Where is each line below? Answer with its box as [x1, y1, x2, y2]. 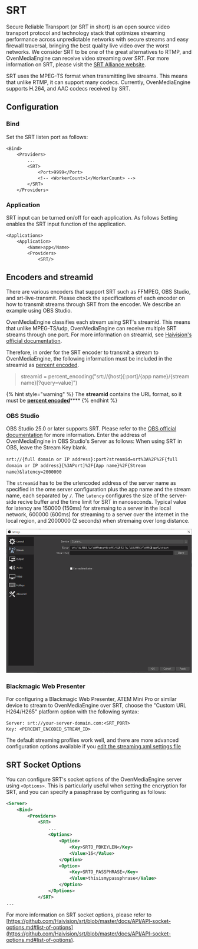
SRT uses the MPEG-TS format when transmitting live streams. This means [6, 72, 188, 79]
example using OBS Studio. [6, 307, 72, 314]
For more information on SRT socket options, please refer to [6, 911, 152, 918]
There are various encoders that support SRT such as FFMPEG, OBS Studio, [6, 288, 191, 295]
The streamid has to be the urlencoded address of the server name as [6, 480, 176, 487]
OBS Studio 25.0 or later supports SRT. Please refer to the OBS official [6, 425, 177, 432]
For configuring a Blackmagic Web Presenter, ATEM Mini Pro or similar [6, 695, 177, 702]
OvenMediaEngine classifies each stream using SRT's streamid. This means [6, 318, 190, 326]
